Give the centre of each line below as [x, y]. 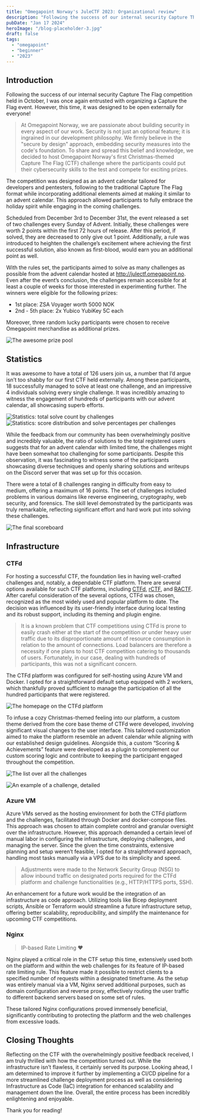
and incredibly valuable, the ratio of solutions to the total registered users [96, 441]
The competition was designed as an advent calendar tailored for [86, 181]
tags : [13, 39]
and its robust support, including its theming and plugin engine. [84, 614]
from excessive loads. [33, 1022]
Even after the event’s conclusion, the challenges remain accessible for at [96, 280]
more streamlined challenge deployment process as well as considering [94, 1080]
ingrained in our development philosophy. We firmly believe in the [101, 138]
